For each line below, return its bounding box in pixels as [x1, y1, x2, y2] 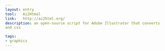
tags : [5, 34, 16, 39]
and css [5, 25, 21, 30]
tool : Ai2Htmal [5, 12, 41, 17]
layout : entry [5, 7, 35, 12]
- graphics [5, 38, 28, 44]
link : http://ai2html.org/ [5, 16, 65, 21]
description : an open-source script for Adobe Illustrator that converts [5, 20, 161, 26]
